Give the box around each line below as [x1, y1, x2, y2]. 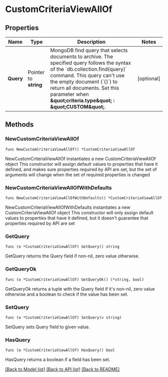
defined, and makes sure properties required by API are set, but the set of [5, 166, 157, 172]
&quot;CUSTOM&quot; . [50, 103, 106, 110]
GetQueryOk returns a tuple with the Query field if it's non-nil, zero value [5, 286, 155, 292]
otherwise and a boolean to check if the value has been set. [5, 291, 128, 297]
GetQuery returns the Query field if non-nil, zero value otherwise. [5, 253, 140, 259]
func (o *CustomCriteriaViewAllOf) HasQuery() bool [5, 348, 115, 353]
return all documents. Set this [50, 84, 119, 91]
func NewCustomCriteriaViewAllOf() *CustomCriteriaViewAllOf [5, 147, 135, 152]
